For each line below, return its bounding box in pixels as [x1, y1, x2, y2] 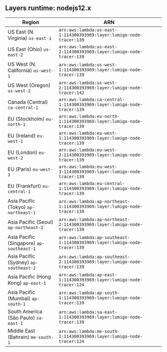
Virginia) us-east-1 [7, 34, 52, 41]
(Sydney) [7, 259, 29, 265]
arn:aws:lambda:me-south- [59, 328, 120, 334]
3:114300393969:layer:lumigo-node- [59, 169, 143, 175]
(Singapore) [7, 240, 36, 247]
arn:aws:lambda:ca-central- [59, 96, 125, 102]
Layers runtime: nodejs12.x [5, 4, 91, 12]
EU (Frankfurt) [7, 182, 41, 189]
